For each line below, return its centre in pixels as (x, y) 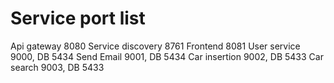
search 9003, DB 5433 (57, 67)
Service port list (78, 18)
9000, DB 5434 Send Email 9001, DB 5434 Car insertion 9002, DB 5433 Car (167, 56)
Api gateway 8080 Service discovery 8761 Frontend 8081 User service (155, 46)
